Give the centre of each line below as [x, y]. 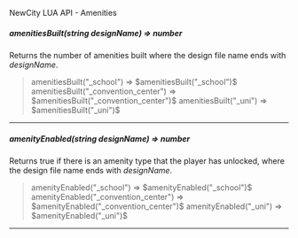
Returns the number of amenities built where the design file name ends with [148, 55]
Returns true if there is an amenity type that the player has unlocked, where [147, 161]
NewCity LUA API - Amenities [63, 13]
